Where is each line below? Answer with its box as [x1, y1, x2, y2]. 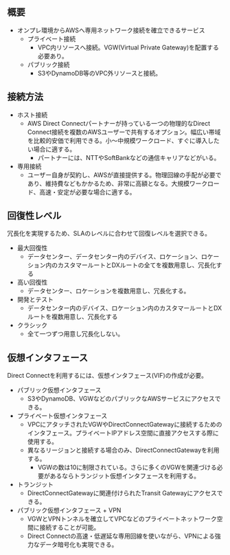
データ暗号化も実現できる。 [39, 541, 118, 549]
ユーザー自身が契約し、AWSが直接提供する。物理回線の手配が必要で [27, 170, 222, 179]
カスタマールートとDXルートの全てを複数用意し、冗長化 [57, 261, 216, 269]
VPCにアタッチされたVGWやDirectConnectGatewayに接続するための [27, 420, 222, 429]
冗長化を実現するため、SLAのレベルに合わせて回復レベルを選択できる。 [7, 229, 211, 238]
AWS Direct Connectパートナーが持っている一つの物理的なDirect [27, 119, 211, 127]
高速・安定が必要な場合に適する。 [39, 188, 136, 196]
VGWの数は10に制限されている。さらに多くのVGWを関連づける [37, 463, 218, 472]
